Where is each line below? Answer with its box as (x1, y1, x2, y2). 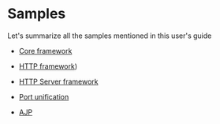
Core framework (18, 46, 73, 55)
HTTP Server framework (18, 77, 99, 86)
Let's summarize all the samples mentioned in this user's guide (7, 31, 212, 40)
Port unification (18, 92, 69, 101)
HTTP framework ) (18, 61, 78, 71)
